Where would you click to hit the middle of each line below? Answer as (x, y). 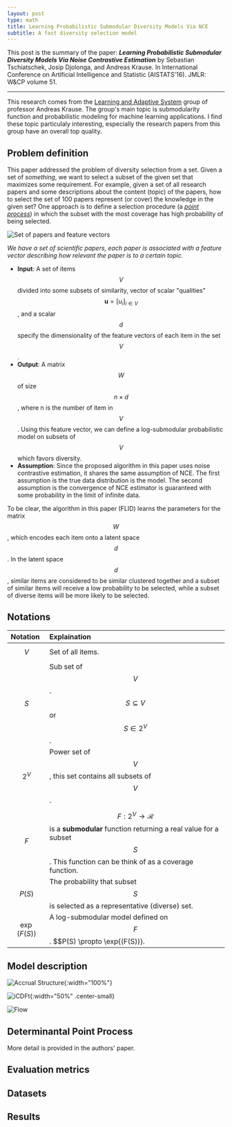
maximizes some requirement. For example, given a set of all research (107, 185)
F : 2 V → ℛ (135, 816)
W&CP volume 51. (32, 82)
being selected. (29, 222)
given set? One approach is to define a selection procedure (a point (103, 207)
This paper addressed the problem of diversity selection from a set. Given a (115, 170)
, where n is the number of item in (65, 407)
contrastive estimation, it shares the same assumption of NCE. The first (118, 473)
